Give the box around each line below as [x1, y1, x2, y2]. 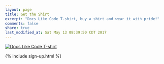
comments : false [5, 21, 38, 26]
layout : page [5, 7, 32, 12]
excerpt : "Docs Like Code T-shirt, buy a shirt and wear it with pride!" [5, 16, 160, 21]
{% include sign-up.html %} [5, 53, 62, 59]
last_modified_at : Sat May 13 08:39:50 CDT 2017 [5, 30, 107, 35]
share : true [5, 26, 30, 31]
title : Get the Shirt [5, 12, 50, 17]
